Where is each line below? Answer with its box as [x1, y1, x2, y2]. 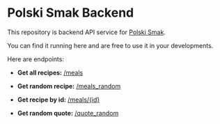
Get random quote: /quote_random [17, 109, 119, 117]
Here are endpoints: [7, 54, 65, 63]
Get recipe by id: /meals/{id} [17, 95, 100, 104]
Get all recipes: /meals [17, 68, 84, 77]
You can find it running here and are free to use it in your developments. [7, 41, 214, 49]
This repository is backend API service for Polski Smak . [7, 28, 166, 36]
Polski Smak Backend [7, 5, 134, 21]
